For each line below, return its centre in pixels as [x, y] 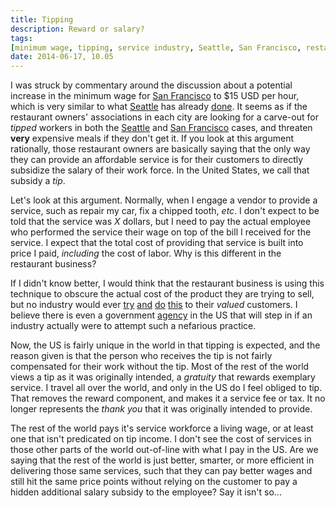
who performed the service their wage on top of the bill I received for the [161, 232]
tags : [21, 38]
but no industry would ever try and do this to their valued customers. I [154, 305]
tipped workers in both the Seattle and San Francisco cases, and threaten [161, 128]
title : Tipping [42, 19]
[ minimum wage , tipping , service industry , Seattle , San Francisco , [156, 47]
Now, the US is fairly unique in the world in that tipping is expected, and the [165, 345]
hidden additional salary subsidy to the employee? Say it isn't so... [146, 492]
